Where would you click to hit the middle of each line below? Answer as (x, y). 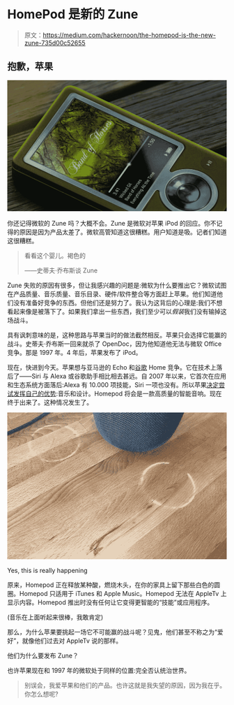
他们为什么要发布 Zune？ (43, 656)
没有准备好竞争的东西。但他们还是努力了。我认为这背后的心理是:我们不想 (118, 303)
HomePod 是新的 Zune (73, 14)
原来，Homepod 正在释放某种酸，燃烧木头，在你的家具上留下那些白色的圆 (114, 585)
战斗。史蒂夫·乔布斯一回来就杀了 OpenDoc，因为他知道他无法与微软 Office (115, 344)
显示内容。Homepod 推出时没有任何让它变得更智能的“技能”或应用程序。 (110, 602)
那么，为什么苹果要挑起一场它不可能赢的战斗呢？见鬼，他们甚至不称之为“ (112, 632)
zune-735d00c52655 (55, 43)
